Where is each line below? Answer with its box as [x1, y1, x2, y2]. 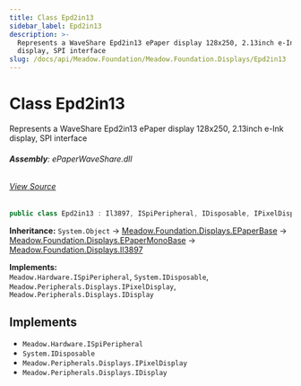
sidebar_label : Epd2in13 [9, 22, 102, 31]
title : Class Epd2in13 [9, 13, 94, 22]
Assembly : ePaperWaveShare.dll [9, 154, 133, 164]
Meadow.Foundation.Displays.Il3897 [9, 244, 143, 255]
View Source [9, 181, 56, 192]
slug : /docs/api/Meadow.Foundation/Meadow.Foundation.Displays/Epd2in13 [9, 55, 287, 64]
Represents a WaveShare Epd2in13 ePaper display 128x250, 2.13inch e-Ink [9, 123, 284, 134]
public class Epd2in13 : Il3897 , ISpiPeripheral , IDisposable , [9, 208, 251, 218]
